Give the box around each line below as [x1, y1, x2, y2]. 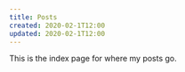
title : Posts [9, 12, 58, 22]
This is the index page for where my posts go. [9, 54, 178, 64]
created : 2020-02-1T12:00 [9, 21, 105, 30]
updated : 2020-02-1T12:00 [9, 29, 105, 38]
